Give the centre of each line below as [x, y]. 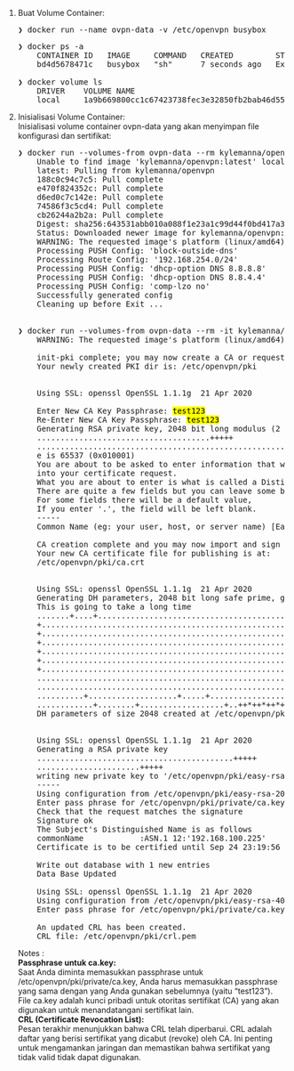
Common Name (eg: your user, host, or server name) [151, 527]
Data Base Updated [77, 874]
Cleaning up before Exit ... [100, 304]
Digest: [53, 224]
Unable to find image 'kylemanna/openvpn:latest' [147, 162]
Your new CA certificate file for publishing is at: [154, 553]
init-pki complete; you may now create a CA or [142, 357]
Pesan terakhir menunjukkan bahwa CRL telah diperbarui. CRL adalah [145, 1029]
